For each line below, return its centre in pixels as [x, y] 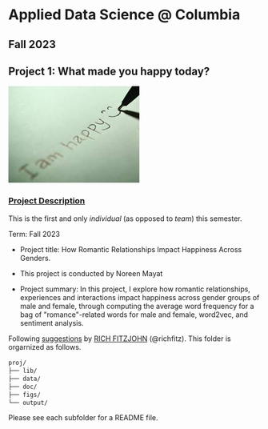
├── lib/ [23, 371]
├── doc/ [23, 387]
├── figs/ [25, 395]
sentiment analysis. [52, 323]
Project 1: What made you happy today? [109, 71]
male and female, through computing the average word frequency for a [137, 306]
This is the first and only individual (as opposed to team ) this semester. [125, 219]
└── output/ [28, 403]
